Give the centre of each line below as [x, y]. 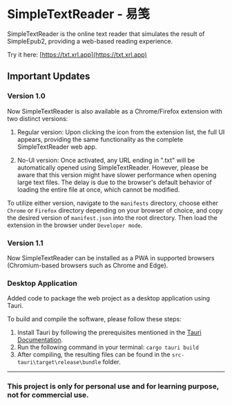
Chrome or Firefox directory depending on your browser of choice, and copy [115, 210]
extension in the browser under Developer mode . [75, 225]
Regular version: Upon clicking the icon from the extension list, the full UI [121, 132]
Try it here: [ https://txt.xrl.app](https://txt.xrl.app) [77, 54]
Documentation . [40, 340]
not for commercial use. [48, 395]
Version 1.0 [27, 96]
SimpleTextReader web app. [57, 147]
